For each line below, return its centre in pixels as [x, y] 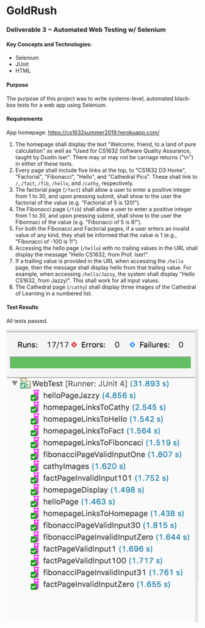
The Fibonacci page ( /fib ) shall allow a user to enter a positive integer [104, 209]
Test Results [22, 307]
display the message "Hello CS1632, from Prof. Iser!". [82, 254]
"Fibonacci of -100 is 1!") [46, 241]
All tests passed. [27, 320]
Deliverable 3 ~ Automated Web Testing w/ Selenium [86, 30]
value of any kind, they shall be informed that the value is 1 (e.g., [96, 235]
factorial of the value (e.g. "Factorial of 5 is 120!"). [78, 203]
